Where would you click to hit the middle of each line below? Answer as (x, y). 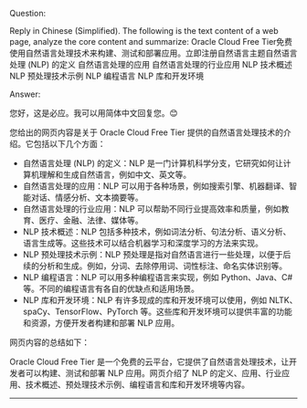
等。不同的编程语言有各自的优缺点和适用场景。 (111, 288)
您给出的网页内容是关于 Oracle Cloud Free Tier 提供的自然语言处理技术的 (147, 132)
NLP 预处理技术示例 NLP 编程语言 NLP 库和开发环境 (106, 76)
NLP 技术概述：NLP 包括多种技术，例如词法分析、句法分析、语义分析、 (157, 231)
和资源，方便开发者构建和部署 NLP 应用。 (101, 323)
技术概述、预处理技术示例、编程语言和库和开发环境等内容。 (137, 384)
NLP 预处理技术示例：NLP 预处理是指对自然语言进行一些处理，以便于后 (157, 254)
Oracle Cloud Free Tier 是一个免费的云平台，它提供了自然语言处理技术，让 (149, 361)
